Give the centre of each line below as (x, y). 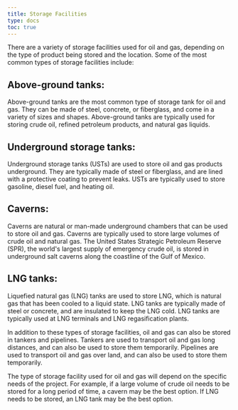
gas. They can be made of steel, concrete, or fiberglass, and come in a (111, 109)
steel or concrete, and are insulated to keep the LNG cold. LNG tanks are (114, 311)
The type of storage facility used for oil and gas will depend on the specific (117, 376)
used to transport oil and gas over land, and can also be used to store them (117, 355)
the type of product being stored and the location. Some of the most (107, 55)
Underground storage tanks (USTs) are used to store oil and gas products (115, 164)
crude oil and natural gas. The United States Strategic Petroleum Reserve (114, 241)
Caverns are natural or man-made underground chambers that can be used (118, 226)
